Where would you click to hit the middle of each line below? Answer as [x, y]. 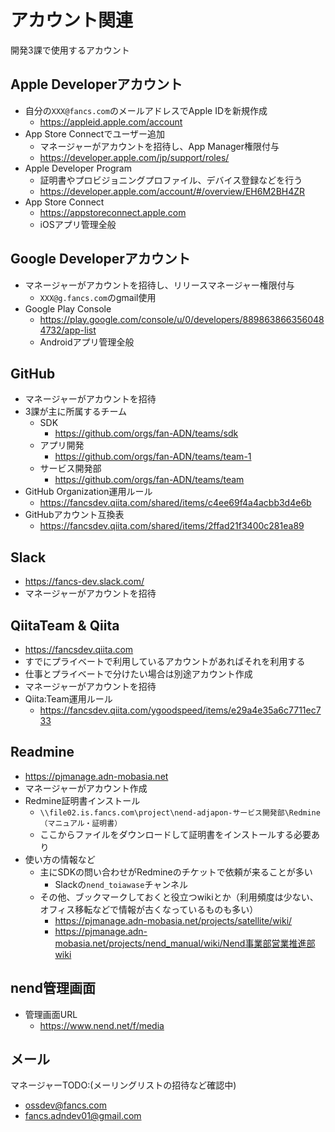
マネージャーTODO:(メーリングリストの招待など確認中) [123, 1085]
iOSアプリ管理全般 [78, 224]
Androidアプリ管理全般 [87, 342]
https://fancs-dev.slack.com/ [84, 582]
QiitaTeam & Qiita [65, 625]
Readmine [42, 752]
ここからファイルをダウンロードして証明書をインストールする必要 [175, 834]
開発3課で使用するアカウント [70, 50]
